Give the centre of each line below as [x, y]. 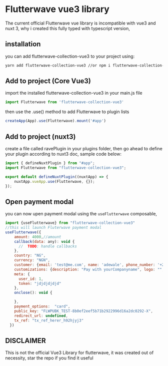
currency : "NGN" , [32, 260]
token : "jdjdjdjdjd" [40, 283]
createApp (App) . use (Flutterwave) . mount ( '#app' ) [56, 121]
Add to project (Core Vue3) [48, 81]
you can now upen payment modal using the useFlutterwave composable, [81, 214]
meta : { [22, 274]
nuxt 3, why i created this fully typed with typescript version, [67, 28]
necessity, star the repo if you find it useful [49, 358]
